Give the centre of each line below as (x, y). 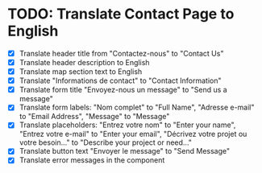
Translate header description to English (84, 62)
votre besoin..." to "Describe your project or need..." (106, 142)
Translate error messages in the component (92, 160)
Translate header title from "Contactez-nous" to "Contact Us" (121, 53)
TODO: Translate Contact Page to (121, 14)
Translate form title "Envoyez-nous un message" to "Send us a (123, 90)
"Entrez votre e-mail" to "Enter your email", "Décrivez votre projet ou (133, 134)
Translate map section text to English (81, 72)
